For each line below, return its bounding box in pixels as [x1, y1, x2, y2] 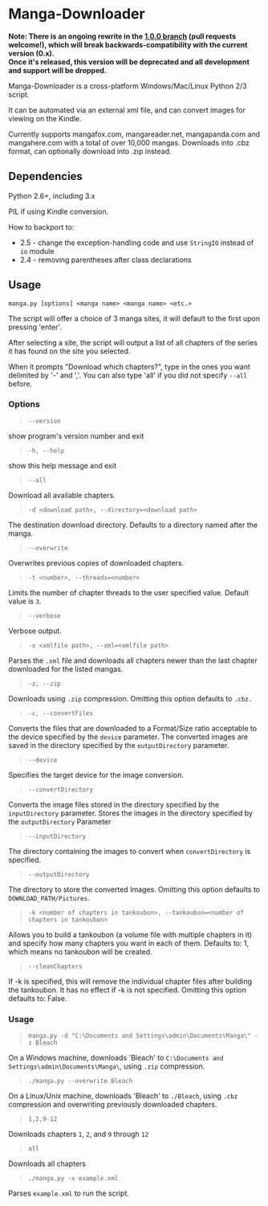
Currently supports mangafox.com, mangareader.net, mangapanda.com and [8, 129, 261, 139]
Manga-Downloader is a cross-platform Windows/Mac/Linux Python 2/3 [8, 81, 247, 91]
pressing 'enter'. [8, 322, 63, 332]
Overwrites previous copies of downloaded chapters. [8, 558, 185, 567]
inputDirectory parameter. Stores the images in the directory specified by [8, 808, 253, 818]
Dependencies [8, 170, 83, 183]
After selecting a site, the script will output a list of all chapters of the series [8, 337, 258, 347]
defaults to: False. [8, 993, 67, 1003]
